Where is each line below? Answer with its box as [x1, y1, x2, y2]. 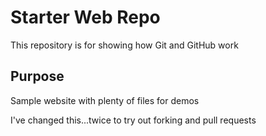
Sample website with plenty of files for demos [10, 94, 200, 106]
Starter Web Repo [10, 6, 161, 29]
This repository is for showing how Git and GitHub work [10, 39, 239, 51]
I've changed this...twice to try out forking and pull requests [10, 114, 257, 126]
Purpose [10, 68, 65, 85]
